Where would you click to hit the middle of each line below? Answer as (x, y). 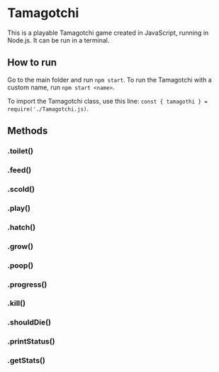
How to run (32, 63)
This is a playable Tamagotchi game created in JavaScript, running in (108, 33)
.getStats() (27, 361)
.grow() (21, 246)
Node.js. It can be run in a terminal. (58, 40)
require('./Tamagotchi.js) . (48, 109)
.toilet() (21, 151)
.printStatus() (31, 341)
